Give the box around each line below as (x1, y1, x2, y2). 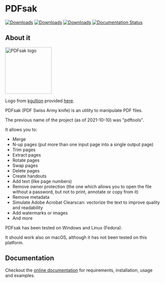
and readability (12, 204, 43, 211)
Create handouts (12, 173, 47, 179)
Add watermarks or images (12, 210, 68, 216)
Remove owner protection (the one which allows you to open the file (12, 183, 152, 189)
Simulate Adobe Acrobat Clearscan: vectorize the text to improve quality (12, 199, 160, 205)
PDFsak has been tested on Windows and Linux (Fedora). (5, 225, 122, 230)
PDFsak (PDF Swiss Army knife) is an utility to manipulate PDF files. (5, 107, 143, 113)
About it (5, 34, 31, 42)
